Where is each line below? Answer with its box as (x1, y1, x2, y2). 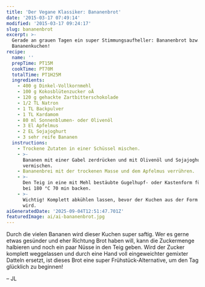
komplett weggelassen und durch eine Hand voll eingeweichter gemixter (6, 250, 189, 258)
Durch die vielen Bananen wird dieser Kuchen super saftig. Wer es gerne (6, 231, 189, 238)
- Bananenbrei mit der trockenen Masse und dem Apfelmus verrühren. (17, 168, 195, 174)
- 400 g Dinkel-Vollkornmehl (17, 83, 92, 89)
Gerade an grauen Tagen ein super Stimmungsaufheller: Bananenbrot (12, 37, 187, 43)
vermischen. (22, 163, 53, 169)
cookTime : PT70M (12, 65, 53, 72)
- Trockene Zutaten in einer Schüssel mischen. (17, 145, 140, 152)
